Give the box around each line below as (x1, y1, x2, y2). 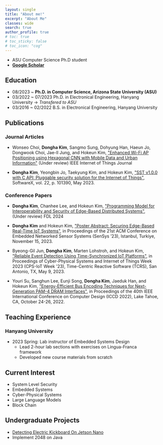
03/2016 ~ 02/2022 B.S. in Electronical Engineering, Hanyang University (12, 104, 158, 110)
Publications (5, 119, 44, 127)
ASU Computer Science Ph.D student (12, 57, 87, 62)
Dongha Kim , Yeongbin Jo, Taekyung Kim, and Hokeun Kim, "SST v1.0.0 (12, 169, 158, 176)
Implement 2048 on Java (12, 434, 63, 440)
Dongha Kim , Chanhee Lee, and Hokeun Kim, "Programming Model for (12, 203, 155, 209)
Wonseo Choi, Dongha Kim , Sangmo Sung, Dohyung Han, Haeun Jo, (12, 144, 151, 150)
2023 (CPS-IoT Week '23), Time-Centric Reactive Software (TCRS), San (12, 263, 157, 269)
